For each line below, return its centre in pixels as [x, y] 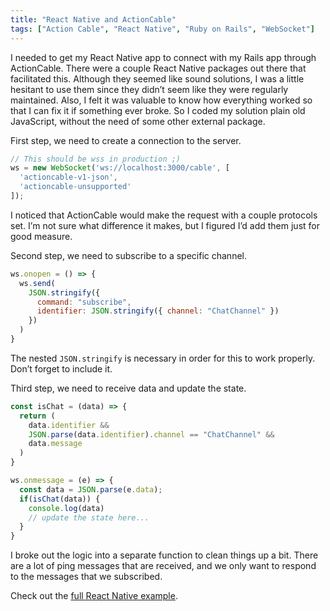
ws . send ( [37, 283]
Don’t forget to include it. [61, 368]
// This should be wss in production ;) [96, 159]
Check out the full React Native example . [94, 596]
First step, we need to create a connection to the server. [126, 140]
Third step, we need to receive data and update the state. [128, 388]
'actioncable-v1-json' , [68, 177]
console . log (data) [66, 508]
